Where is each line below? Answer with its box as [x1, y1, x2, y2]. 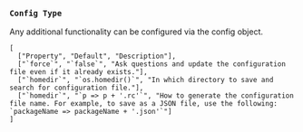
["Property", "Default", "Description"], [17, 52, 177, 61]
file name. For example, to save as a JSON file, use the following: [9, 99, 279, 108]
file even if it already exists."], [9, 68, 148, 77]
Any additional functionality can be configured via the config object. [9, 26, 264, 37]
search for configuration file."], [9, 83, 144, 93]
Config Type [9, 8, 63, 18]
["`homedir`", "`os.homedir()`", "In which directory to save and [17, 76, 274, 85]
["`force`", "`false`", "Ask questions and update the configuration [17, 60, 286, 69]
